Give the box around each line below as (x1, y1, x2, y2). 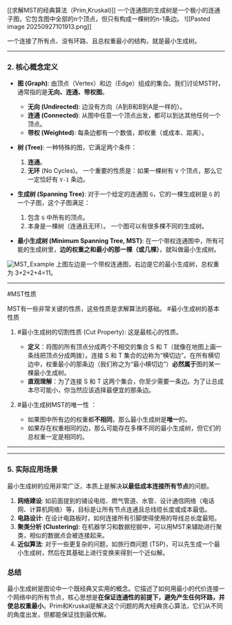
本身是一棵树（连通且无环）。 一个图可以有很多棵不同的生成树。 (27, 222, 209, 230)
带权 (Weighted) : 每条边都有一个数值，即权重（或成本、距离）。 (27, 129, 209, 137)
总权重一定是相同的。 (27, 433, 88, 441)
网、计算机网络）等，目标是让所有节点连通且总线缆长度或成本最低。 (17, 505, 211, 514)
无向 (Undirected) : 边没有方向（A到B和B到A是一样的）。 (27, 102, 186, 111)
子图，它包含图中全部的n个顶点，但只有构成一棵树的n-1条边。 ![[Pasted (7, 15, 211, 23)
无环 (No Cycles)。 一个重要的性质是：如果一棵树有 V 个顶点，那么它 (27, 167, 223, 175)
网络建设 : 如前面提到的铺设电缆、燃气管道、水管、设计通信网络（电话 (17, 496, 215, 505)
